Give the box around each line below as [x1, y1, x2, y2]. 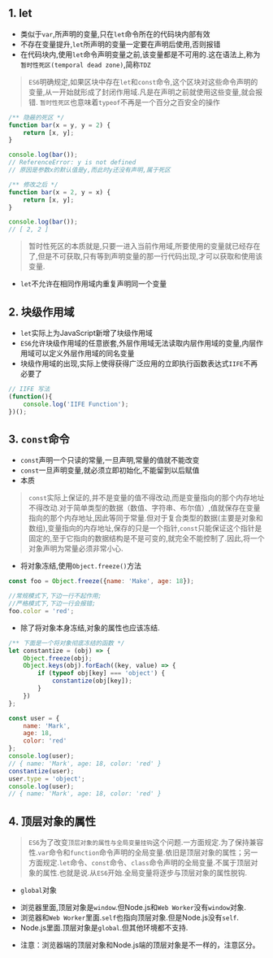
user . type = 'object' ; [8, 774, 85, 783]
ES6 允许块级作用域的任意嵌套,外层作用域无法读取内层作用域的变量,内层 [19, 338, 257, 348]
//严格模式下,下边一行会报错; [8, 599, 96, 608]
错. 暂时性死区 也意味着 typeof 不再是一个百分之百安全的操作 [28, 97, 221, 107]
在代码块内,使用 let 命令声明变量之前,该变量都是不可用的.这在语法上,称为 [19, 49, 261, 59]
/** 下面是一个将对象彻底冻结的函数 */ [8, 638, 125, 647]
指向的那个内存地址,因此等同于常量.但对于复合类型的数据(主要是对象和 [28, 513, 263, 523]
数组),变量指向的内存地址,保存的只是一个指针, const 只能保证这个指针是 [28, 524, 262, 533]
